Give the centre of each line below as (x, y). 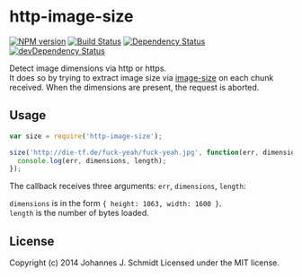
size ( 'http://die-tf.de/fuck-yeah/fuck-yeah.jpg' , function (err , (134, 152)
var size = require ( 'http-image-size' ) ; (86, 136)
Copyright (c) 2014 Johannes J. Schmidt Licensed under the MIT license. (145, 263)
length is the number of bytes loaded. (80, 213)
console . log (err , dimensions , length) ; (92, 160)
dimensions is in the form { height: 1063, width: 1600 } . (115, 203)
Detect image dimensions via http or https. (88, 68)
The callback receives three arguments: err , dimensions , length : (128, 186)
